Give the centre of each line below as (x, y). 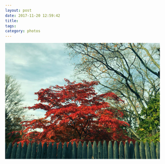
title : (12, 21)
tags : (11, 26)
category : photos (23, 31)
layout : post (18, 10)
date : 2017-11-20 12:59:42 (33, 15)
